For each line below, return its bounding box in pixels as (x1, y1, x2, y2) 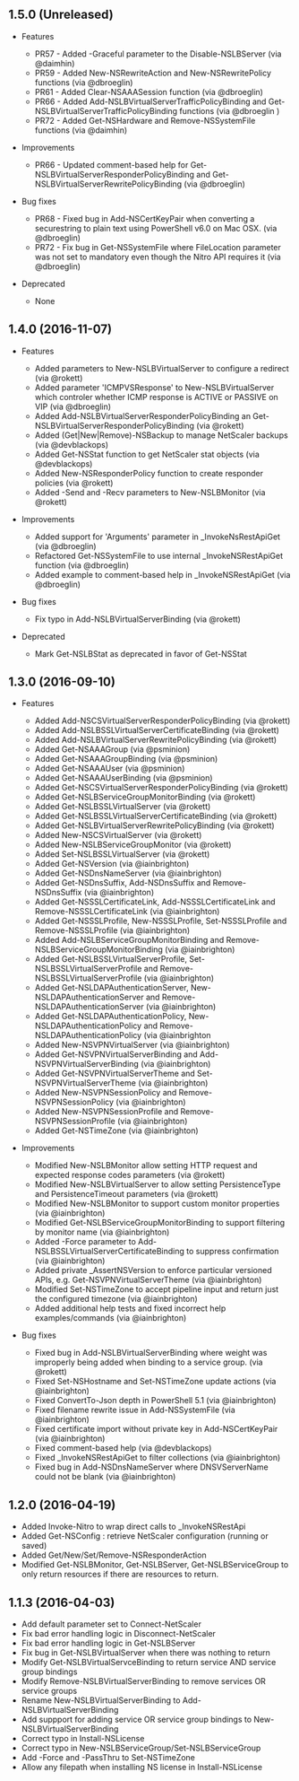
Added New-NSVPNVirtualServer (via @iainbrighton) (34, 1040, 230, 1051)
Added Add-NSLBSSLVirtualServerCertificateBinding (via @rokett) (34, 725, 279, 736)
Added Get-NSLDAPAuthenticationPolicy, (34, 1011, 187, 1022)
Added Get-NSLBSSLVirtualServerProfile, (34, 954, 188, 965)
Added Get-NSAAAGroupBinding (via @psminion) (34, 754, 218, 764)
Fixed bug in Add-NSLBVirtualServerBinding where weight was (34, 1348, 268, 1358)
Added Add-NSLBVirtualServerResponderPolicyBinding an (34, 410, 252, 421)
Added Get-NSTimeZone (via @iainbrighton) (34, 1125, 199, 1136)
